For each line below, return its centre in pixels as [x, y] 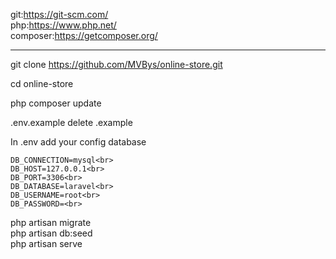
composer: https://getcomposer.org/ [84, 35]
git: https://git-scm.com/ [59, 14]
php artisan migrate [51, 222]
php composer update [56, 103]
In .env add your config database [78, 142]
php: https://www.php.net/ [63, 25]
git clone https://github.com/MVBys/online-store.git [116, 64]
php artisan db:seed [51, 233]
